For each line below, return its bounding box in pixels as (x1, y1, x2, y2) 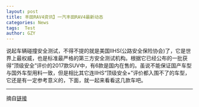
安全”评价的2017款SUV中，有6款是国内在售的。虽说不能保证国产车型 (24, 62, 192, 69)
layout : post (6, 8, 38, 15)
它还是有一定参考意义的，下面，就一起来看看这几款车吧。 (6, 77, 146, 84)
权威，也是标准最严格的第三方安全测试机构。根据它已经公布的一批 (21, 55, 182, 62)
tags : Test (6, 25, 36, 31)
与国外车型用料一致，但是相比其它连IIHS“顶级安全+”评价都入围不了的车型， (6, 69, 191, 76)
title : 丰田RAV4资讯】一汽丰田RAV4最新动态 (6, 14, 104, 20)
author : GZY (6, 31, 36, 36)
